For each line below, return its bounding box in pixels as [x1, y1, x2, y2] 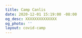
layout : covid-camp [5, 26, 46, 31]
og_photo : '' [5, 21, 32, 26]
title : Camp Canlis [5, 7, 46, 12]
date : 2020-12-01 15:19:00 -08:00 [5, 12, 77, 17]
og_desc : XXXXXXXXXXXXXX [5, 16, 57, 21]
